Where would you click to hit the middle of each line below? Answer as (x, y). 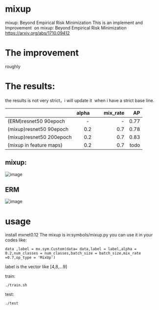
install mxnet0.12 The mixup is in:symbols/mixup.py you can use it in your (79, 235)
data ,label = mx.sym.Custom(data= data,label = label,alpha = (71, 249)
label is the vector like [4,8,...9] (36, 267)
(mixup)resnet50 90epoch (38, 129)
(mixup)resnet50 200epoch (40, 137)
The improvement (42, 53)
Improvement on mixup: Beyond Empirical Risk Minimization (66, 27)
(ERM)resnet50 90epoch (36, 121)
